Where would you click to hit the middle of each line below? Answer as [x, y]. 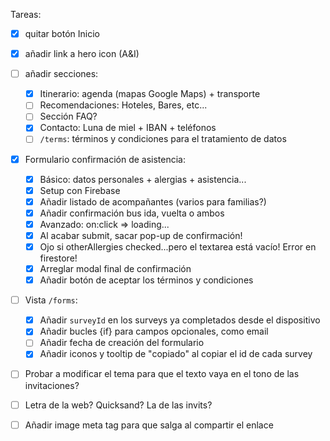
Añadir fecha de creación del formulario [122, 343]
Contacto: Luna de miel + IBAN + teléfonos [128, 128]
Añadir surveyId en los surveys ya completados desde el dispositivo [180, 320]
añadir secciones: [61, 74]
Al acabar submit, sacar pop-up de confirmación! [141, 235]
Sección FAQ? [68, 116]
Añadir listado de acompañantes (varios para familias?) [153, 201]
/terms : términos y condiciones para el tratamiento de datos [163, 139]
